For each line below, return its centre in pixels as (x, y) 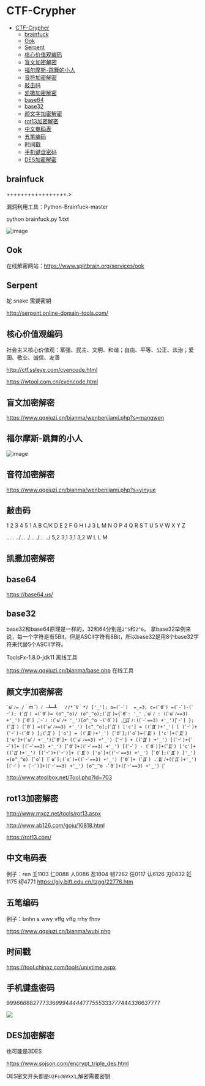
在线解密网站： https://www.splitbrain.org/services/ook (76, 266)
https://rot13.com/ (29, 838)
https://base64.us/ (30, 594)
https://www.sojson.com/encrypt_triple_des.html (68, 1064)
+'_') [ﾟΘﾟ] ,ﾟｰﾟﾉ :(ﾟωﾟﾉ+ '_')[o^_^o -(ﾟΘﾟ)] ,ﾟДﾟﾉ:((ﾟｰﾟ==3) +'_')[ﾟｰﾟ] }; (100, 721)
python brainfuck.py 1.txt (38, 219)
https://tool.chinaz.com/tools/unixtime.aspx (61, 967)
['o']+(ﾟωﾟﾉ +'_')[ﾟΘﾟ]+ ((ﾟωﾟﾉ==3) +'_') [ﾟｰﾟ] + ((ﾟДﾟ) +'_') (87, 740)
